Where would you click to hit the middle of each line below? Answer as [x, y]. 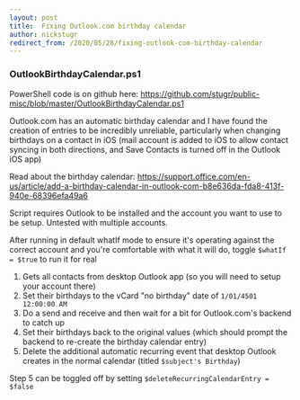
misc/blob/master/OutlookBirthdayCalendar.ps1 [97, 103]
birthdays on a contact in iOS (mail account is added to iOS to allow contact [149, 139]
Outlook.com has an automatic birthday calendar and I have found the [138, 120]
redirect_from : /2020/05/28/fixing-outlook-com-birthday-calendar [136, 43]
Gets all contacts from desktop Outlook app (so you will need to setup [151, 276]
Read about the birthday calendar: [72, 176]
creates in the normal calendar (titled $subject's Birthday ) [131, 360]
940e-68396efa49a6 [49, 195]
